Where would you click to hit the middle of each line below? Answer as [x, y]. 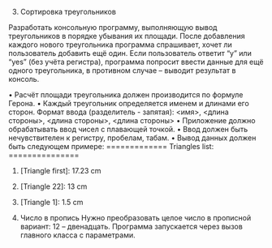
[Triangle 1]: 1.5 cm [52, 202]
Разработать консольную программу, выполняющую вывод [113, 27]
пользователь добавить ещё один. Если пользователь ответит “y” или [130, 53]
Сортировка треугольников [68, 12]
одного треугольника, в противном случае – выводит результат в [122, 71]
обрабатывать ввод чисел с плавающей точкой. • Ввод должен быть [128, 129]
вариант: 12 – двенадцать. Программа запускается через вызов [132, 227]
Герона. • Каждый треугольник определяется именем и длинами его [129, 103]
